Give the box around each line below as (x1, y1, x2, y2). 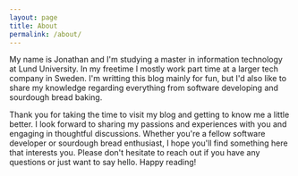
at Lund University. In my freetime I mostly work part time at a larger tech (9, 63, 279, 74)
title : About (9, 21, 58, 30)
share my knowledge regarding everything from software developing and (9, 82, 279, 94)
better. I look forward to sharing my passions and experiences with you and (9, 119, 287, 130)
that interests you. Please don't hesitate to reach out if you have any (9, 147, 260, 158)
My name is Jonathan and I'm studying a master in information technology (9, 54, 284, 65)
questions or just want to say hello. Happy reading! (9, 157, 197, 168)
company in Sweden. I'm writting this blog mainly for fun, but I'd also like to (9, 73, 287, 84)
